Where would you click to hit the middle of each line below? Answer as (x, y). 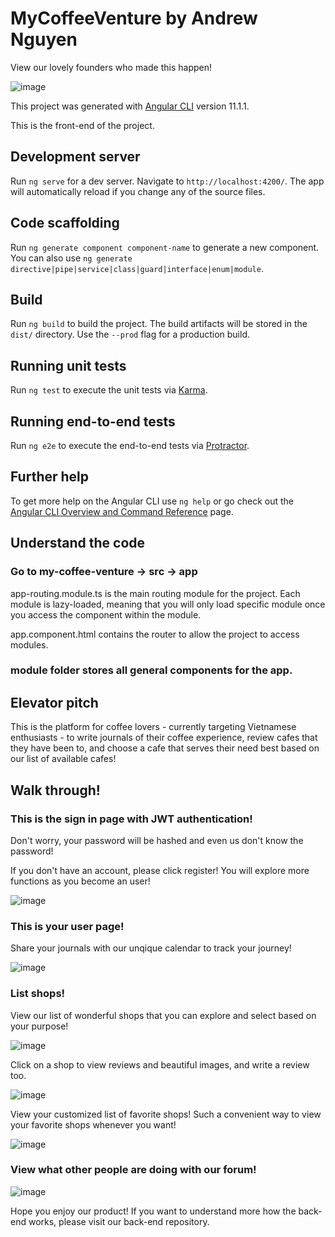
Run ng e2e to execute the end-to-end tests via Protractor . (130, 445)
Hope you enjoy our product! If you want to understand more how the (153, 1211)
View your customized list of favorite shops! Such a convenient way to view (166, 1114)
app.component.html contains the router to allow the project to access (155, 634)
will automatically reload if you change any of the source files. (138, 191)
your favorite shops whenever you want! (93, 1124)
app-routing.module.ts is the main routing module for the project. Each (155, 593)
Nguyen (44, 39)
